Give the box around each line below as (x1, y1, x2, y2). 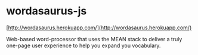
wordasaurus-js (6, 4, 87, 18)
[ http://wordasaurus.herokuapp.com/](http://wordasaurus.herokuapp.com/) (6, 24, 192, 31)
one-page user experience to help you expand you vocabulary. (6, 42, 161, 49)
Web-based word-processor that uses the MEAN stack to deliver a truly (6, 35, 182, 42)
